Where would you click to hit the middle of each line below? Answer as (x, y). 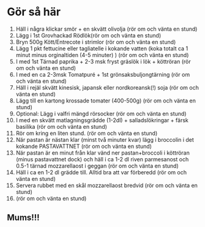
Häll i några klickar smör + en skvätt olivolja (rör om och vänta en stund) (106, 29)
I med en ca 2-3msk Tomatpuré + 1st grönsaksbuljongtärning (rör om (103, 74)
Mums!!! (23, 217)
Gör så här (34, 12)
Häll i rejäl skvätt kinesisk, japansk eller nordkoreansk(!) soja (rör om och (107, 87)
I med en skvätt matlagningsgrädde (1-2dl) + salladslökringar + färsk (102, 120)
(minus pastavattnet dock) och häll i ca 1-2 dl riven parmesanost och (102, 159)
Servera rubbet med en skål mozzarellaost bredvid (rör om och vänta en (107, 185)
